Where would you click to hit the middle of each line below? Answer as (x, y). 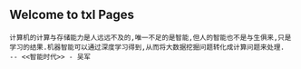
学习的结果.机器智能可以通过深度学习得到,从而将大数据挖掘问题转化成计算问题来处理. (147, 47)
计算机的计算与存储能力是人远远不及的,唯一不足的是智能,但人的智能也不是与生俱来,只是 (150, 37)
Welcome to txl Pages (72, 15)
